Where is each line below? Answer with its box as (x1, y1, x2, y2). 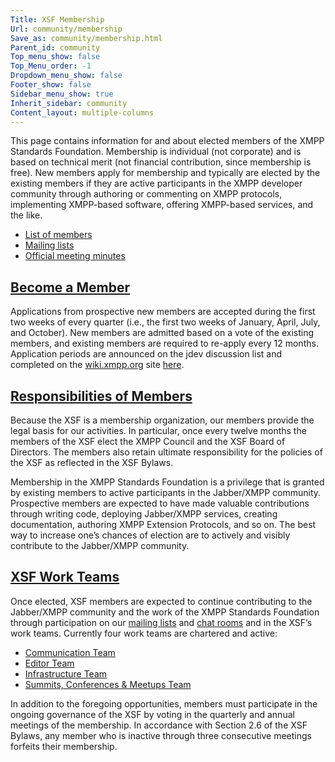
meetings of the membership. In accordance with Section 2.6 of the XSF (10, 719, 308, 731)
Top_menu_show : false (10, 52, 101, 62)
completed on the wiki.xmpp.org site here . (10, 359, 185, 371)
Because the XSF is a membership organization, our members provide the (10, 414, 315, 426)
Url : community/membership (10, 24, 123, 34)
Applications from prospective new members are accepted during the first (10, 306, 316, 318)
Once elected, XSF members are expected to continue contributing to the (10, 595, 313, 607)
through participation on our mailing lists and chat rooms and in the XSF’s (10, 616, 313, 628)
